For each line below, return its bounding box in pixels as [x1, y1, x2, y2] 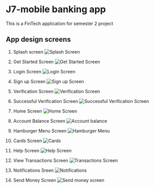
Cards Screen [13, 138, 42, 144]
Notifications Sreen [13, 167, 54, 173]
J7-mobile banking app [6, 4, 106, 15]
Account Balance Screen [13, 118, 66, 124]
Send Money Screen [13, 177, 57, 183]
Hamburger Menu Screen [13, 127, 67, 133]
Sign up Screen [13, 78, 46, 85]
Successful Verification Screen [13, 98, 79, 104]
